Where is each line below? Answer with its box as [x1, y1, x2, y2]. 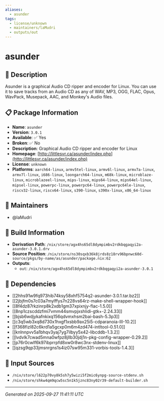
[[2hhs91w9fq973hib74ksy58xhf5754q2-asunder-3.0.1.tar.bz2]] [12, 293, 140, 299]
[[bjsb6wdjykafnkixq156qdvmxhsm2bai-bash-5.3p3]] [12, 314, 120, 320]
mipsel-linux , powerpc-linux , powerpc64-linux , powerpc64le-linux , [12, 182, 145, 188]
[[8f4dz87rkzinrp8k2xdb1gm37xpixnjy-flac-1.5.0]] [12, 303, 112, 309]
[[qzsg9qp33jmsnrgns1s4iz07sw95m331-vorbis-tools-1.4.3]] [12, 345, 135, 351]
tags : [5, 16, 16, 21]
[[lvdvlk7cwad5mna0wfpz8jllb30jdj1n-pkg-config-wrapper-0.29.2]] [12, 334, 148, 340]
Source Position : [12, 251, 46, 257]
